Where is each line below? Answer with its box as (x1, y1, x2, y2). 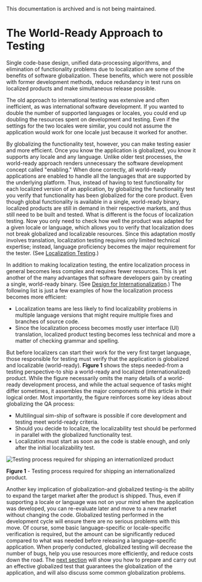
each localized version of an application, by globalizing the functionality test (6, 185, 195, 192)
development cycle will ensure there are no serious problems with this (6, 517, 180, 525)
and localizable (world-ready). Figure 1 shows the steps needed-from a (6, 361, 184, 369)
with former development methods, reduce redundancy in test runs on (6, 78, 181, 85)
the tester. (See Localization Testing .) (6, 249, 99, 256)
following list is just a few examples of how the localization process (6, 286, 173, 294)
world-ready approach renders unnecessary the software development (6, 160, 183, 167)
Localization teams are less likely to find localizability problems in (14, 305, 178, 312)
